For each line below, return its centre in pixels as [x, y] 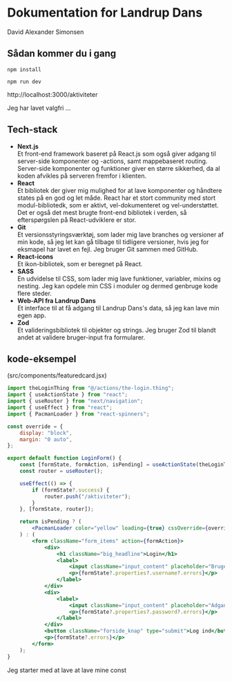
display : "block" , [46, 433]
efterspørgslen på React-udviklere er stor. [77, 220]
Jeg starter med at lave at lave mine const [67, 670]
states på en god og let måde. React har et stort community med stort [116, 198]
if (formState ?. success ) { [71, 490]
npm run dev [24, 82]
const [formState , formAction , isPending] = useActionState [108, 465]
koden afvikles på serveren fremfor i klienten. [82, 176]
